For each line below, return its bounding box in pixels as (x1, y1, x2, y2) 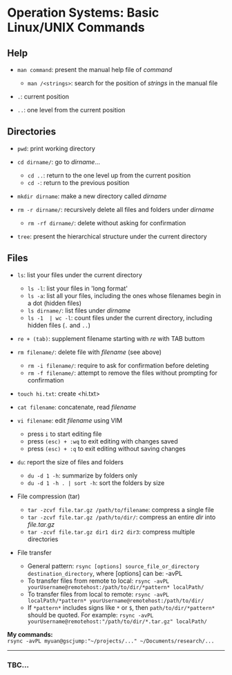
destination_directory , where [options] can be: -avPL (27, 569, 183, 577)
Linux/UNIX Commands (7, 19, 145, 35)
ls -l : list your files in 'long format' (27, 284, 128, 292)
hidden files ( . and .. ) (27, 321, 91, 329)
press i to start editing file (27, 430, 102, 438)
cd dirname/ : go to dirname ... (17, 157, 100, 166)
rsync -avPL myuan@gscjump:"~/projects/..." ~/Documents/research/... (7, 638, 215, 645)
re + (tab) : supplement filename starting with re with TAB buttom (17, 334, 205, 342)
